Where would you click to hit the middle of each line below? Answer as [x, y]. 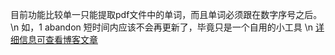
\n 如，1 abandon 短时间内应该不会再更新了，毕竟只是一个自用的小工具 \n [162, 27]
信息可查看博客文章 [58, 39]
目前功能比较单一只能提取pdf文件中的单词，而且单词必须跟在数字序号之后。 [166, 14]
